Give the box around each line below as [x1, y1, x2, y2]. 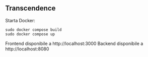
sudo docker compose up [5, 31, 55, 37]
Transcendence [5, 4, 56, 13]
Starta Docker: [5, 17, 35, 23]
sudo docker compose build [5, 27, 62, 32]
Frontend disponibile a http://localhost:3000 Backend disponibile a [5, 40, 143, 46]
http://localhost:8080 [5, 45, 49, 52]
